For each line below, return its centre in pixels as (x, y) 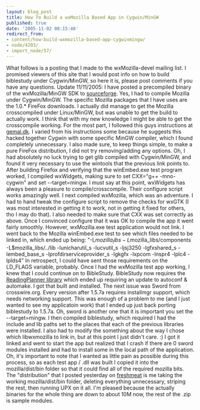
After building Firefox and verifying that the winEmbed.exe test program (94, 170)
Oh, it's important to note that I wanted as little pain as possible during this (98, 356)
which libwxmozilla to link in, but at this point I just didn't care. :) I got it (93, 337)
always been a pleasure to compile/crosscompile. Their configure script (95, 189)
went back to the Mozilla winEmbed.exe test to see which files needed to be (100, 233)
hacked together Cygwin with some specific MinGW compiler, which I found (99, 138)
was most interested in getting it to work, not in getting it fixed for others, (96, 208)
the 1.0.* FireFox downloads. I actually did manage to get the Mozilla (90, 106)
